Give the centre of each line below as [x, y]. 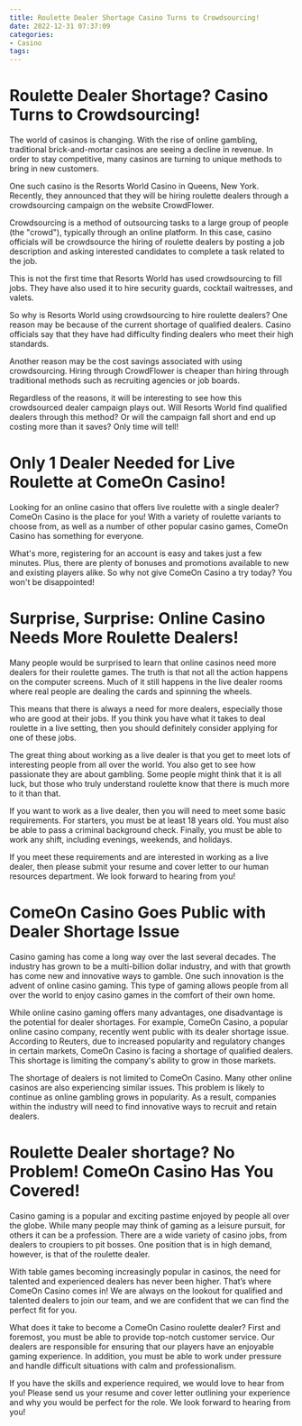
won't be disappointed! [52, 582]
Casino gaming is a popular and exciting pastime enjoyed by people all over [150, 1216]
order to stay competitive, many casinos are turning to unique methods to [146, 160]
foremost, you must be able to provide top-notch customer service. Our [142, 1337]
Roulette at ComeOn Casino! [118, 482]
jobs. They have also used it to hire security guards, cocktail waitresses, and [151, 288]
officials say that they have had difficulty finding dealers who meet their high [151, 334]
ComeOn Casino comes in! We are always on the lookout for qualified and [146, 1291]
